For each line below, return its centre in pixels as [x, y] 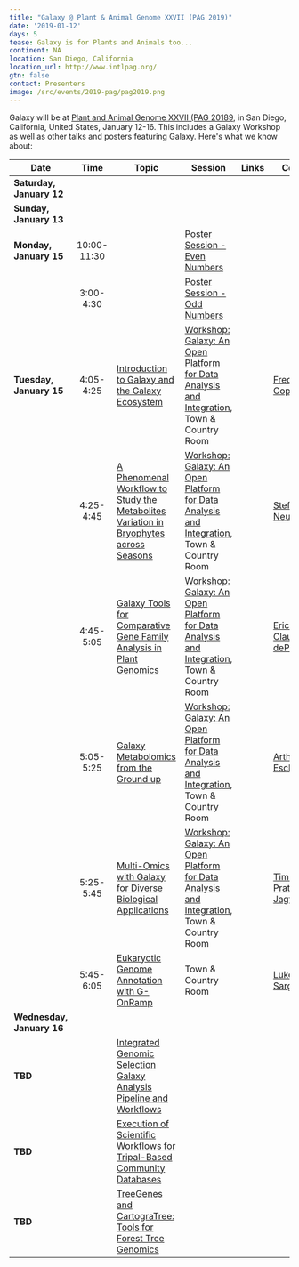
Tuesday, [33, 379]
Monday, [32, 245]
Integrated [138, 1042]
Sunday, [32, 208]
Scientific [137, 1134]
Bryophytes [141, 533]
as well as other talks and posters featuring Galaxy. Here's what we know [144, 136]
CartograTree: [146, 1215]
